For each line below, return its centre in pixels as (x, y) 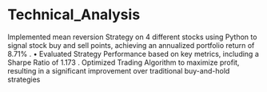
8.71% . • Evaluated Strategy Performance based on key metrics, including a (133, 54)
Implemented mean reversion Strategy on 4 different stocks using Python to (132, 37)
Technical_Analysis (74, 15)
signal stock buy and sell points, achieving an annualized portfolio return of (131, 45)
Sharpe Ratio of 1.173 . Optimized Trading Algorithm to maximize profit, (124, 62)
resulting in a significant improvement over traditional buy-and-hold (119, 70)
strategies (24, 79)
